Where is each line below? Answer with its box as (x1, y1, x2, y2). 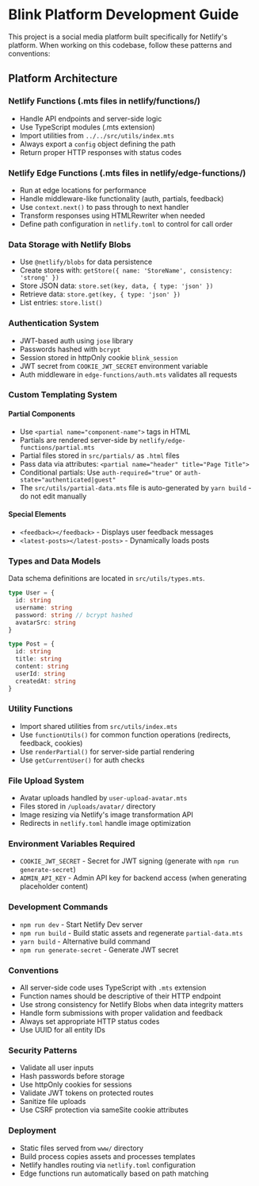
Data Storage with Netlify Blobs (8, 238, 131, 250)
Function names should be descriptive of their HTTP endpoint (19, 991, 222, 1001)
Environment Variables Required (8, 839, 135, 850)
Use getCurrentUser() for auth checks (19, 755, 145, 765)
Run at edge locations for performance (19, 185, 147, 195)
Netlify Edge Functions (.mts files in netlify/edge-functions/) (8, 167, 246, 178)
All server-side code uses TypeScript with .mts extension (19, 983, 207, 992)
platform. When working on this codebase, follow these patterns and (8, 40, 232, 49)
